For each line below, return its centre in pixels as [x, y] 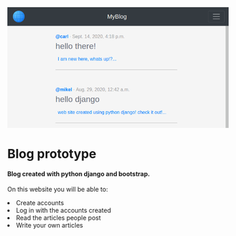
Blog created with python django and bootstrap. [79, 173]
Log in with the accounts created [64, 211]
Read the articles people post [59, 218]
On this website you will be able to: [58, 190]
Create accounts [40, 203]
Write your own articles [50, 225]
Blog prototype [52, 154]
